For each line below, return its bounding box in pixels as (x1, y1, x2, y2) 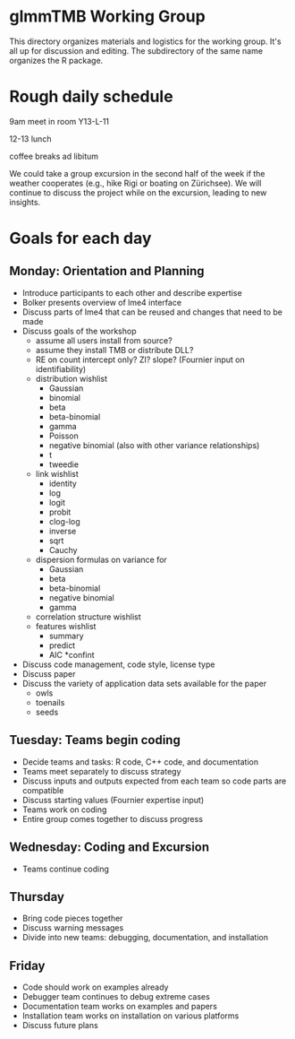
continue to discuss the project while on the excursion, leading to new (9, 186, 267, 198)
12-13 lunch (9, 133, 52, 144)
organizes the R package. (9, 55, 104, 65)
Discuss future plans (21, 1020, 98, 1031)
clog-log (48, 515, 80, 526)
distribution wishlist (35, 373, 108, 384)
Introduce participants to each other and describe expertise (21, 287, 243, 298)
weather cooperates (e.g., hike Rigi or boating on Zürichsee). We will (9, 177, 262, 188)
